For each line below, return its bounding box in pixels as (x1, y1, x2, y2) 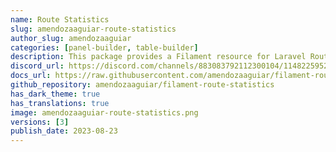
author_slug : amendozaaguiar (10, 33, 132, 43)
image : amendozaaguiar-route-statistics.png (10, 107, 199, 118)
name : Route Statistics (10, 14, 110, 25)
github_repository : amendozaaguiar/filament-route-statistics (10, 80, 275, 90)
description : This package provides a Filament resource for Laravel (10, 52, 307, 62)
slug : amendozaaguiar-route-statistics (10, 24, 177, 34)
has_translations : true (10, 98, 110, 108)
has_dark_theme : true (10, 89, 101, 99)
